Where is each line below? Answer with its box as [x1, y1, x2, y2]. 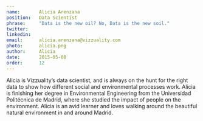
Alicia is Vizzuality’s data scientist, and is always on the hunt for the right [6, 77, 188, 84]
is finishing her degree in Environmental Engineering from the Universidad [6, 89, 191, 97]
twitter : [6, 26, 29, 32]
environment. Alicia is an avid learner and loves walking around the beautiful [6, 102, 198, 109]
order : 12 [6, 60, 45, 66]
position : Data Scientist [6, 15, 78, 21]
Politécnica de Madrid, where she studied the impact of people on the [6, 95, 181, 103]
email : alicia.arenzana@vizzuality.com [6, 37, 121, 43]
